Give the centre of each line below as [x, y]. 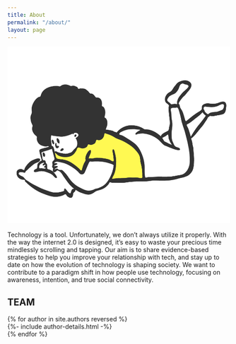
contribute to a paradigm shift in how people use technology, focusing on [114, 273]
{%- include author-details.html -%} [60, 327]
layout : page [26, 30]
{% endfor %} [28, 334]
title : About [26, 15]
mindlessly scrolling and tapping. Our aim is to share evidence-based [108, 250]
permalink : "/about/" [39, 22]
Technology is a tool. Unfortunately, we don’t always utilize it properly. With [117, 235]
